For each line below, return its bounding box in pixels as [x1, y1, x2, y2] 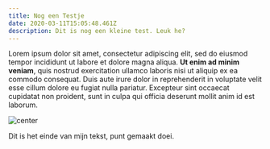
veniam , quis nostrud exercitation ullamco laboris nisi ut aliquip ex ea [8, 66, 239, 76]
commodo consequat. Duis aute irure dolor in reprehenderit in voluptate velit [8, 74, 262, 85]
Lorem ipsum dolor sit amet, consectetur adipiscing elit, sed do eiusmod [8, 49, 248, 59]
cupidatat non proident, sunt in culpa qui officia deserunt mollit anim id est [8, 92, 255, 101]
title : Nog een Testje [8, 11, 85, 20]
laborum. [8, 100, 39, 110]
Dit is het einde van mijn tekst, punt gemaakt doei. [8, 131, 175, 141]
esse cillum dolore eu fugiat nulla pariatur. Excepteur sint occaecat [8, 83, 230, 93]
